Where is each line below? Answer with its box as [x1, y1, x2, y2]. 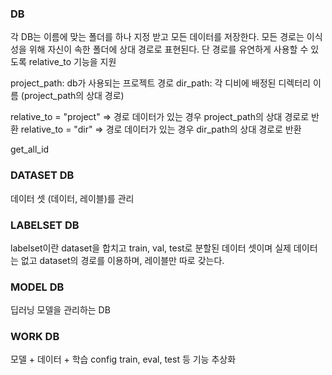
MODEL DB [10, 280, 65, 294]
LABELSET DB [10, 218, 80, 232]
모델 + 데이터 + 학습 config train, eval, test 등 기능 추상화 [10, 353, 237, 366]
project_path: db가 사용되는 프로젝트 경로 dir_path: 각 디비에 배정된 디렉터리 [10, 77, 311, 89]
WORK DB [10, 330, 60, 344]
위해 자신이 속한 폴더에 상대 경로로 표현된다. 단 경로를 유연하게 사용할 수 [28, 43, 309, 56]
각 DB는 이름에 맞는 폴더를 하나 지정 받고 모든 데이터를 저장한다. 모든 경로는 [10, 31, 305, 43]
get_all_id [10, 143, 50, 156]
